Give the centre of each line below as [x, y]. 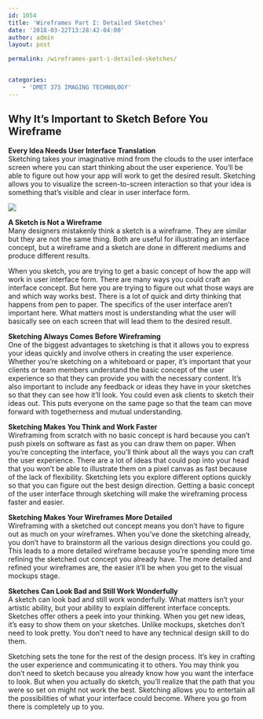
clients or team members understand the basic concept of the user [117, 370]
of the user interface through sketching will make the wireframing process [128, 493]
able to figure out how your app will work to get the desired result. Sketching [132, 175]
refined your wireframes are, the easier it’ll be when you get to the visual [126, 567]
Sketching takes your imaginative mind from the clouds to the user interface [131, 159]
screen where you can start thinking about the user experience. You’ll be [126, 167]
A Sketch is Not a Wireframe [55, 222]
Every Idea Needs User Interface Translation [82, 150]
